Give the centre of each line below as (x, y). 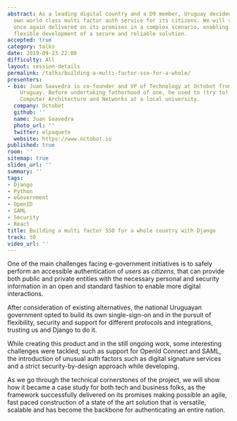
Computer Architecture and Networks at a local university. (110, 100)
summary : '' (25, 171)
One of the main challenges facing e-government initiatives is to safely (110, 264)
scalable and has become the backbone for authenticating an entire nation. (116, 410)
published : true (31, 146)
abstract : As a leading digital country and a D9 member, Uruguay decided (120, 14)
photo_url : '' (34, 125)
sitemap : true (28, 159)
